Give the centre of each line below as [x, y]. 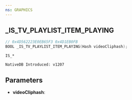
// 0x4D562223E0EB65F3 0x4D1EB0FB [42, 42]
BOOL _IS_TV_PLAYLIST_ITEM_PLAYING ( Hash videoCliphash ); [67, 47]
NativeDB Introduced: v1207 [35, 65]
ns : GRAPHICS [19, 10]
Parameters [24, 80]
